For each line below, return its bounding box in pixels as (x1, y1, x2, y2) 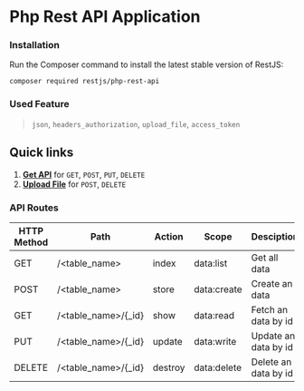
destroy (152, 361, 185, 374)
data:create (194, 283, 242, 296)
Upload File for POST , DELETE (22, 179, 127, 190)
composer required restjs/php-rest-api (9, 77, 160, 86)
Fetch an (251, 303, 288, 316)
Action (154, 230, 184, 242)
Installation (9, 39, 61, 52)
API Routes (9, 201, 59, 214)
